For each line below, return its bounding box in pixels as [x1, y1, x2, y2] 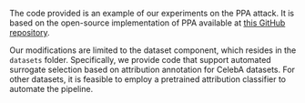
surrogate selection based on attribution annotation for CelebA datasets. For [9, 64, 296, 75]
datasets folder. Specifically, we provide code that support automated [9, 55, 271, 65]
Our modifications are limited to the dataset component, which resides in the [9, 45, 297, 56]
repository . [9, 27, 50, 37]
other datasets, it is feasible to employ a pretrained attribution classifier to [9, 74, 287, 85]
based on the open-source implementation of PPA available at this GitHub [9, 17, 286, 28]
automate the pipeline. [9, 84, 94, 94]
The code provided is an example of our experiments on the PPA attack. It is [9, 8, 294, 18]
